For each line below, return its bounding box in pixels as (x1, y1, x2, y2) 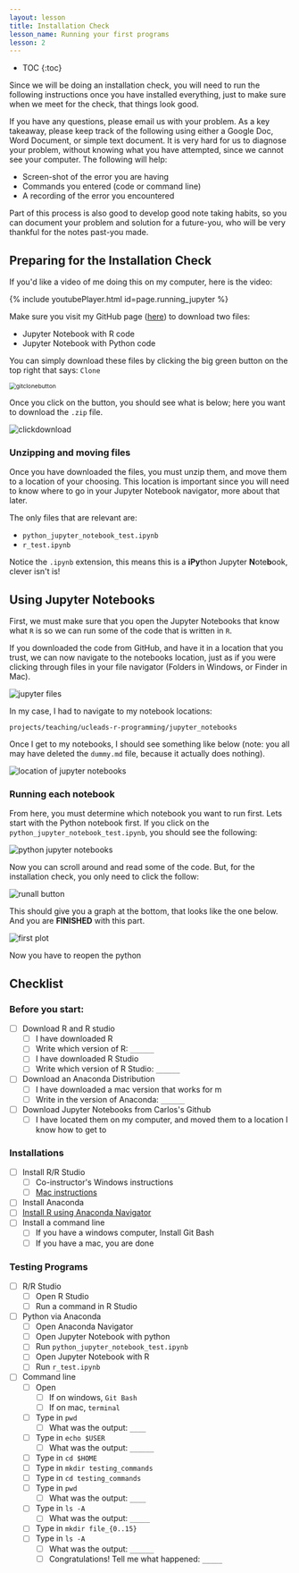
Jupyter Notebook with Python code (21, 338, 156, 349)
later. (9, 495, 29, 506)
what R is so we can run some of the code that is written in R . (9, 625, 233, 636)
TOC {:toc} (21, 63, 62, 73)
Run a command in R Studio (35, 1301, 138, 1311)
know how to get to (35, 1124, 107, 1135)
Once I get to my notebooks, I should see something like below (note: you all (9, 739, 290, 749)
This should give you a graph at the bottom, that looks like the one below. (9, 906, 278, 917)
